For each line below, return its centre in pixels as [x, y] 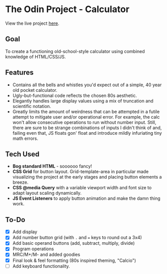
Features [19, 72]
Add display [25, 232]
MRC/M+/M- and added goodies [46, 255]
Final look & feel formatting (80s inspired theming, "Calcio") [74, 260]
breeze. [20, 182]
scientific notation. [32, 106]
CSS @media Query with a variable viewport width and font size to [82, 188]
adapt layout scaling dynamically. [47, 193]
